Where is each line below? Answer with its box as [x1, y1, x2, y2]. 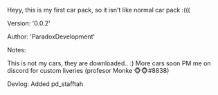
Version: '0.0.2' [7, 19, 51, 27]
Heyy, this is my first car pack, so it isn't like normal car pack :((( [7, 6, 190, 14]
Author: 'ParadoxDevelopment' [7, 32, 96, 41]
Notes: [7, 46, 26, 54]
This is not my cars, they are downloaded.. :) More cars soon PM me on [7, 59, 211, 67]
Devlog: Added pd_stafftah [7, 80, 84, 88]
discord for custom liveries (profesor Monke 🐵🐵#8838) [7, 67, 170, 74]
